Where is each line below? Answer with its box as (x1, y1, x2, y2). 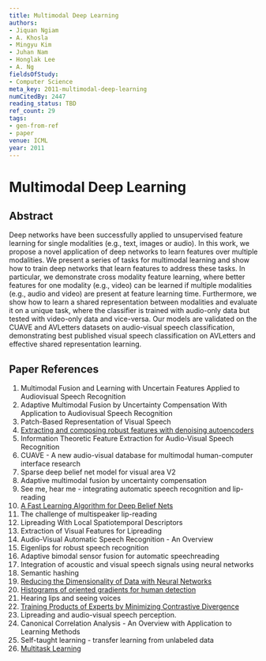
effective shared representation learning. (9, 339, 142, 349)
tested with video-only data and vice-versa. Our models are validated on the (9, 314, 257, 324)
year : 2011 (9, 144, 45, 152)
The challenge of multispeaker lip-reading (20, 509, 157, 519)
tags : (9, 115, 27, 123)
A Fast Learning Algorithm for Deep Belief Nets (20, 501, 174, 511)
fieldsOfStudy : (9, 70, 59, 78)
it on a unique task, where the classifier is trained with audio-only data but (9, 306, 250, 315)
